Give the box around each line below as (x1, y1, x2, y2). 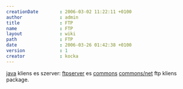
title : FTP (6, 20, 73, 26)
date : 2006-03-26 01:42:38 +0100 (6, 42, 132, 48)
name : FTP (6, 25, 73, 32)
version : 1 (6, 48, 68, 54)
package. (6, 76, 29, 83)
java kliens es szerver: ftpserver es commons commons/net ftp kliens (6, 69, 177, 76)
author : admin (6, 14, 79, 20)
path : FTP (6, 36, 73, 42)
